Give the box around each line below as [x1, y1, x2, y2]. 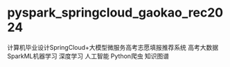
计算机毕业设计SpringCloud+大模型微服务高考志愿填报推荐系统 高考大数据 [7, 43, 219, 51]
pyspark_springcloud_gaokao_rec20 [7, 5, 224, 21]
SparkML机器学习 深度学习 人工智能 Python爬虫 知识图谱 [7, 52, 170, 60]
